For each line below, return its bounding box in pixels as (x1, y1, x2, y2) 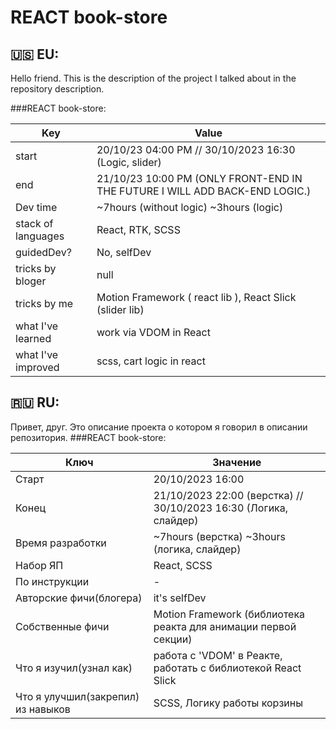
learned (15, 332, 52, 345)
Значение (212, 455, 262, 469)
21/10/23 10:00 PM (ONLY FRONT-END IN (96, 172, 303, 185)
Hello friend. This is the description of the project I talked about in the (10, 72, 297, 84)
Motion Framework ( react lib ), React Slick (96, 291, 297, 304)
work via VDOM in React (96, 326, 211, 339)
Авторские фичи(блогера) (15, 591, 143, 605)
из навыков (15, 702, 71, 716)
